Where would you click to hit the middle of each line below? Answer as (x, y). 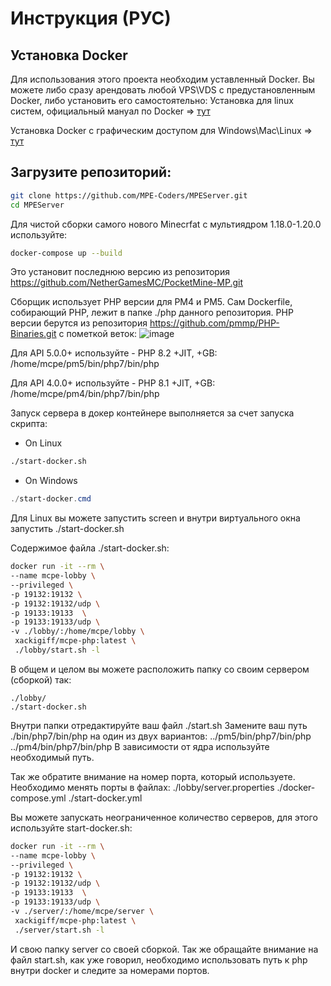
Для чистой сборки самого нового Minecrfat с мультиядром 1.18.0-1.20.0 (166, 224)
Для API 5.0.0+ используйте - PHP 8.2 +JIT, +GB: (114, 353)
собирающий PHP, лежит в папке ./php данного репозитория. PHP (152, 313)
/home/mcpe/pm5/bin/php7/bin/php (85, 364)
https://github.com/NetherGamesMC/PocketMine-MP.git (126, 283)
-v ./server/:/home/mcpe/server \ (82, 912)
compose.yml (38, 798)
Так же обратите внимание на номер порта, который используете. (153, 776)
